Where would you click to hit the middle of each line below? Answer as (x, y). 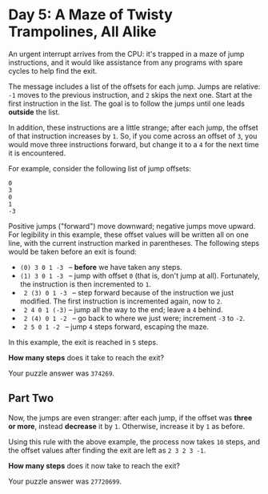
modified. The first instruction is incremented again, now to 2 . (121, 301)
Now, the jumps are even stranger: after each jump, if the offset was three (130, 417)
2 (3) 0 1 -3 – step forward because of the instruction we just (129, 292)
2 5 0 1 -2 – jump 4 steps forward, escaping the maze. (116, 327)
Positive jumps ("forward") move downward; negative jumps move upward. (132, 226)
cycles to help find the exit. (53, 70)
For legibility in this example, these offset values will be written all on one (129, 235)
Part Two (31, 398)
